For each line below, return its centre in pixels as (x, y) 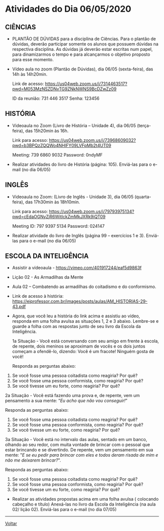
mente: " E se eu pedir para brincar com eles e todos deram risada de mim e (82, 455)
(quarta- (143, 197)
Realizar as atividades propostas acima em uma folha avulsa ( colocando (85, 499)
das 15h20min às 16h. (47, 131)
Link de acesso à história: (38, 296)
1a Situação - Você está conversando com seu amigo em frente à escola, (85, 341)
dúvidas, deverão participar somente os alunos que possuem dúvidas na (85, 44)
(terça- (144, 125)
